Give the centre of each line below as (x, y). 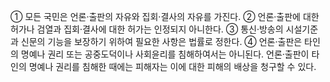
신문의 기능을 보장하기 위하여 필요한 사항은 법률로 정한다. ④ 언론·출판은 (161, 41)
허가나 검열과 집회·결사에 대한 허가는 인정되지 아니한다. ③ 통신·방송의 (147, 29)
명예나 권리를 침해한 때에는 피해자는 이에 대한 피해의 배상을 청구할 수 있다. (172, 66)
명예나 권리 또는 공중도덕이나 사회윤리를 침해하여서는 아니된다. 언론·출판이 (165, 54)
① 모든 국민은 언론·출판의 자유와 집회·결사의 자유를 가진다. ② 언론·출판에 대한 (165, 16)
